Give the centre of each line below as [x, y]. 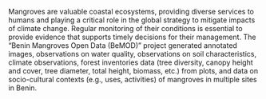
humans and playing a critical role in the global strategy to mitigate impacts [132, 20]
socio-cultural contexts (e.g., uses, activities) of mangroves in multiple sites [133, 79]
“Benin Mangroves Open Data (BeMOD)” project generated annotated [123, 46]
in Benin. [23, 88]
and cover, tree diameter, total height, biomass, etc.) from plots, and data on [133, 71]
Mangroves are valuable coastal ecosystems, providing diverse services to [131, 12]
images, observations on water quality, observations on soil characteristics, [133, 54]
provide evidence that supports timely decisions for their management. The [132, 37]
